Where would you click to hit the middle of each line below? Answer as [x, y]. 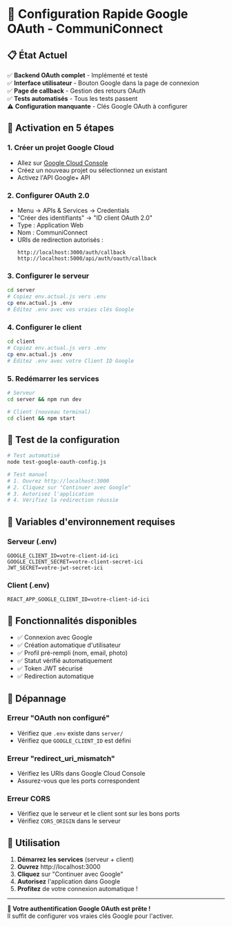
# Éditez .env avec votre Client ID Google [71, 361]
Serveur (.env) [32, 541]
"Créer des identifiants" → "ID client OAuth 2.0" [85, 218]
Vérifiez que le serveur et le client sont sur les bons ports [98, 814]
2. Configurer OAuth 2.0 [48, 195]
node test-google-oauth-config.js [57, 462]
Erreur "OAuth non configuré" [59, 718]
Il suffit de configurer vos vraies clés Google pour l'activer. [90, 916]
